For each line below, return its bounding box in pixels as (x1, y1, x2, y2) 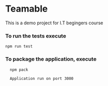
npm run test (5, 44, 33, 49)
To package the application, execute (5, 56, 97, 63)
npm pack (10, 67, 28, 72)
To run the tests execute (5, 32, 66, 39)
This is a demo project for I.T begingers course (5, 20, 103, 26)
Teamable (5, 3, 48, 15)
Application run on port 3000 (10, 76, 74, 81)
